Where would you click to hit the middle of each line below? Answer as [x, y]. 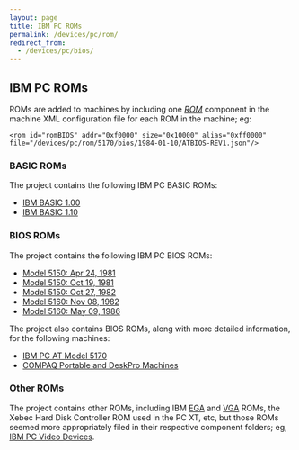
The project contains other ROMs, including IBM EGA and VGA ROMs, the [145, 408]
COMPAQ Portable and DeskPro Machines [100, 364]
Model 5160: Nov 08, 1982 [70, 301]
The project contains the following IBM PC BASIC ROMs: [114, 185]
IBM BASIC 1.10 [50, 212]
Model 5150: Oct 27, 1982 [69, 292]
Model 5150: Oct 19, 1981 [68, 282]
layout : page [34, 18]
